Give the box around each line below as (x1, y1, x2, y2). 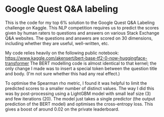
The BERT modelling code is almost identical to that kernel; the (30, 60, 157, 66)
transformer (5, 60, 29, 66)
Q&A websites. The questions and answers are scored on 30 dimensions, (5, 35, 153, 41)
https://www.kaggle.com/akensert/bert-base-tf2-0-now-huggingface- (5, 55, 148, 61)
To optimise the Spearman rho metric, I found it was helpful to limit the (5, 80, 147, 86)
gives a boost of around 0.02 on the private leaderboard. (5, 106, 119, 112)
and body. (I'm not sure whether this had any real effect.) (5, 70, 120, 76)
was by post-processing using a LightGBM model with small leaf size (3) (5, 91, 151, 96)
